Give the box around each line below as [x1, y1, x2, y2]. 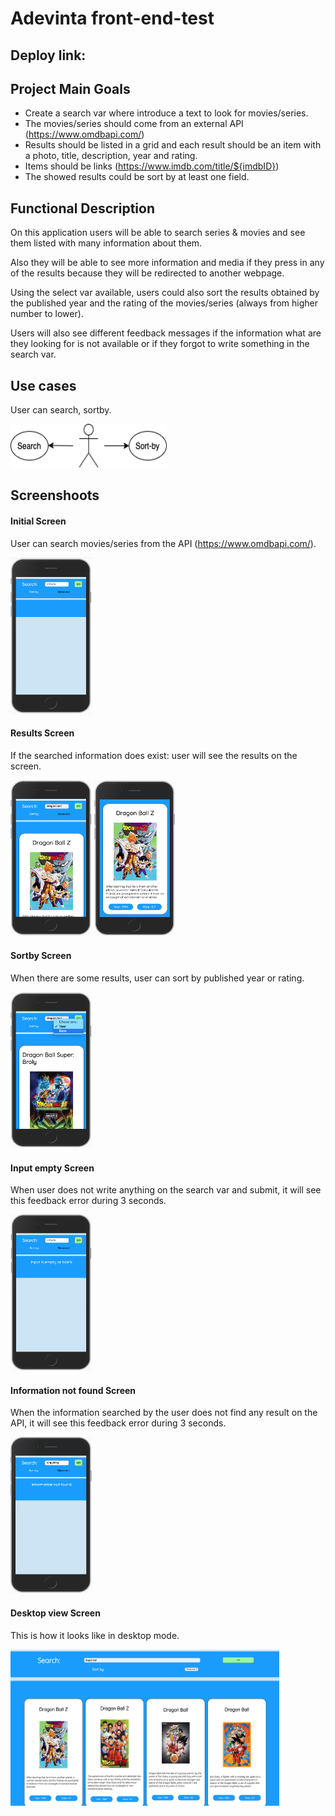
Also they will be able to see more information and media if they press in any [10, 257, 325, 269]
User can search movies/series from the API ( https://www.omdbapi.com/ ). [10, 537, 317, 549]
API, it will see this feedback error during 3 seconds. [10, 1417, 227, 1429]
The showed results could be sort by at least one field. [24, 171, 250, 183]
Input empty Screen [10, 1162, 95, 1174]
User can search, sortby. [10, 404, 112, 416]
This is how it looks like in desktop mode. [10, 1629, 180, 1641]
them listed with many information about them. [10, 237, 203, 249]
